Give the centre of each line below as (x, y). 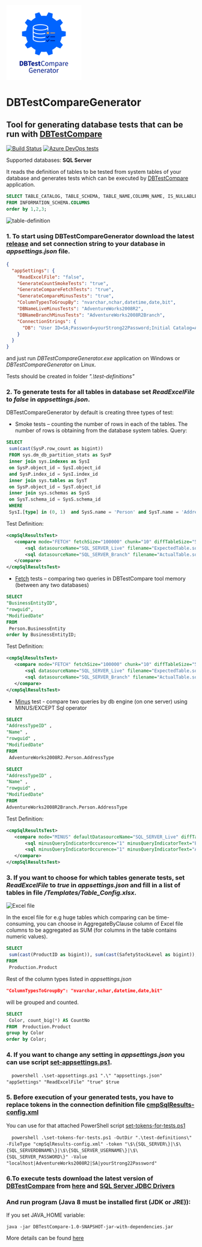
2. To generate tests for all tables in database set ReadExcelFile (101, 392)
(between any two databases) (52, 585)
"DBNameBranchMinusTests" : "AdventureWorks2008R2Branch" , (91, 315)
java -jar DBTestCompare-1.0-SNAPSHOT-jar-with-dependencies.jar (90, 1227)
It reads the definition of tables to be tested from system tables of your (94, 172)
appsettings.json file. (38, 251)
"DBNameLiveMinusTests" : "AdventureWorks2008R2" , (81, 309)
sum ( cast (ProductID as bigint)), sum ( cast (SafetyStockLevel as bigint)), (103, 955)
